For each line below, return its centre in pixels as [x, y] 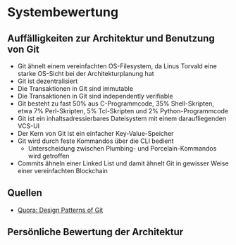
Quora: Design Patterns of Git [60, 210]
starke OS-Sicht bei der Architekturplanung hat [86, 74]
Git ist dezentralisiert [48, 81]
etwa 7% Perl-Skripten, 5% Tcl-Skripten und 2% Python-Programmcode [123, 111]
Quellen [25, 193]
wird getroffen [49, 156]
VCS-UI [29, 126]
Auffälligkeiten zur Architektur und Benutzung [111, 38]
